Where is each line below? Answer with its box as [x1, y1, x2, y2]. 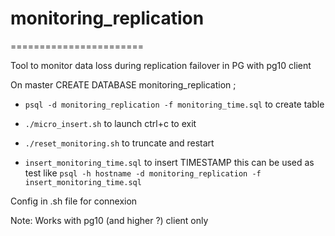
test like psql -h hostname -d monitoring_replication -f [24, 167, 262, 179]
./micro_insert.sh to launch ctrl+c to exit [24, 117, 197, 129]
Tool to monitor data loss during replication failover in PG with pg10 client [10, 59, 312, 71]
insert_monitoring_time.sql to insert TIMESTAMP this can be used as [24, 156, 315, 168]
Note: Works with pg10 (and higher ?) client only [10, 214, 209, 226]
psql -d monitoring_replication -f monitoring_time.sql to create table [24, 98, 325, 110]
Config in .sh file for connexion [10, 195, 138, 207]
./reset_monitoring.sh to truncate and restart [24, 137, 215, 149]
